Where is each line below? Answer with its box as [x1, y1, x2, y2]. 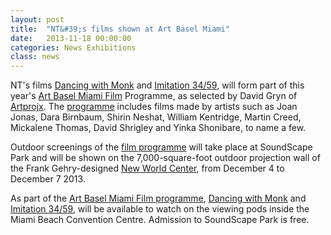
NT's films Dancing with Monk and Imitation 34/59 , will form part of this [10, 79, 305, 91]
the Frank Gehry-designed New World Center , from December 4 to [10, 162, 285, 175]
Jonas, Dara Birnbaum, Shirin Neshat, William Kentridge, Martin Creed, [10, 111, 302, 123]
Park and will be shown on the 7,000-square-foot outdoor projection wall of [10, 152, 321, 164]
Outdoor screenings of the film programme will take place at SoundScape [10, 141, 313, 153]
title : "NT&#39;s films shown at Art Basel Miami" [10, 24, 230, 34]
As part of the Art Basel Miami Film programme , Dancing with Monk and [10, 192, 307, 205]
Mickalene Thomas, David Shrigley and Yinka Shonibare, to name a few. [10, 122, 307, 134]
